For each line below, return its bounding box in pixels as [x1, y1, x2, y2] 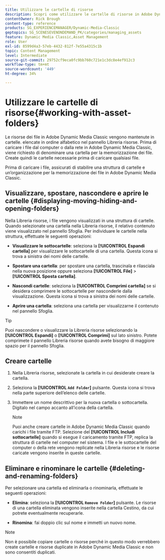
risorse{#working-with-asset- [5, 107, 132, 119]
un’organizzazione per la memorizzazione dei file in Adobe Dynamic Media [5, 169, 156, 175]
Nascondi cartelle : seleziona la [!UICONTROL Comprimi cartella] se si [12, 282, 156, 288]
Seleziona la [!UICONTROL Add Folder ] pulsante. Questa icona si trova [12, 385, 155, 391]
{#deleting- [109, 464, 145, 472]
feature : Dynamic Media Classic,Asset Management [5, 35, 109, 40]
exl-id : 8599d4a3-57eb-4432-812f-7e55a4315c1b [5, 44, 102, 49]
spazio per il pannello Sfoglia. [5, 342, 65, 348]
